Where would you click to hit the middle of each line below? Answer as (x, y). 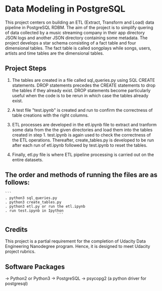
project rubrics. (20, 252)
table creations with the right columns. (50, 115)
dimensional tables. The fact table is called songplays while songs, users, (78, 48)
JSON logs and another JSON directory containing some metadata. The (76, 38)
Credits (16, 229)
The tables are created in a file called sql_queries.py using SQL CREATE (83, 80)
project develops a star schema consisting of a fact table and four (71, 43)
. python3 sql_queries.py (31, 198)
